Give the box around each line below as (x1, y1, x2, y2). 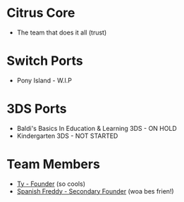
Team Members (6, 156, 100, 172)
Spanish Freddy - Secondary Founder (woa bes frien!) (16, 187, 174, 195)
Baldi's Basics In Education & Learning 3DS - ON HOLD (16, 124, 177, 132)
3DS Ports (6, 101, 68, 117)
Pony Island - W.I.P (16, 76, 72, 84)
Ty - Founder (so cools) (16, 179, 86, 188)
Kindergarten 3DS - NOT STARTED (16, 132, 118, 140)
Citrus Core (6, 5, 75, 21)
